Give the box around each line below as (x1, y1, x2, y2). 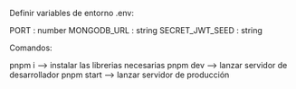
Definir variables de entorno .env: (9, 8, 134, 18)
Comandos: (9, 42, 53, 53)
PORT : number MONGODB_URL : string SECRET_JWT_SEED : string (9, 25, 263, 35)
